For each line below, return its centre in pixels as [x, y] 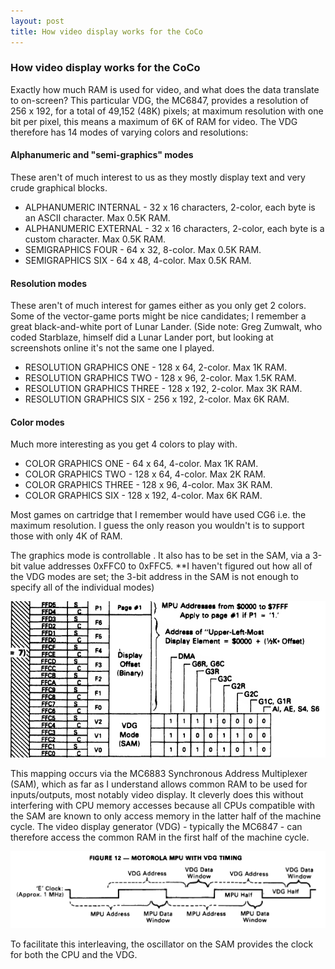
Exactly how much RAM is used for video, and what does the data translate [165, 89]
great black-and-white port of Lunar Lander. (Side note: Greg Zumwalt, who [166, 327]
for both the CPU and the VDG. [74, 954]
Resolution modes [49, 283]
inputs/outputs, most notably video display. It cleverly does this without [157, 794]
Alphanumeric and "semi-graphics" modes [102, 155]
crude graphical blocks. [59, 188]
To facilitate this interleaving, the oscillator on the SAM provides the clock [162, 944]
